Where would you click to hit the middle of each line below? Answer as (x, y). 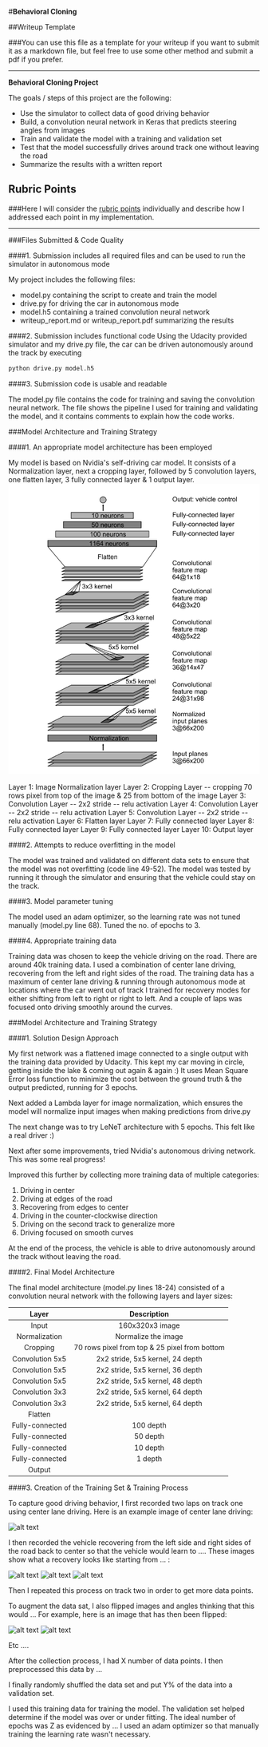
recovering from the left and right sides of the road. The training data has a (131, 973)
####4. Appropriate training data (63, 941)
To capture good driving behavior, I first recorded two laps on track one (126, 1503)
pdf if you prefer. (36, 59)
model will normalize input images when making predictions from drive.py (130, 1111)
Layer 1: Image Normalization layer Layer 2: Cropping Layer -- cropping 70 (130, 787)
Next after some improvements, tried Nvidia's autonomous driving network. (132, 1151)
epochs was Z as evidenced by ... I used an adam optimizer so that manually (134, 1725)
